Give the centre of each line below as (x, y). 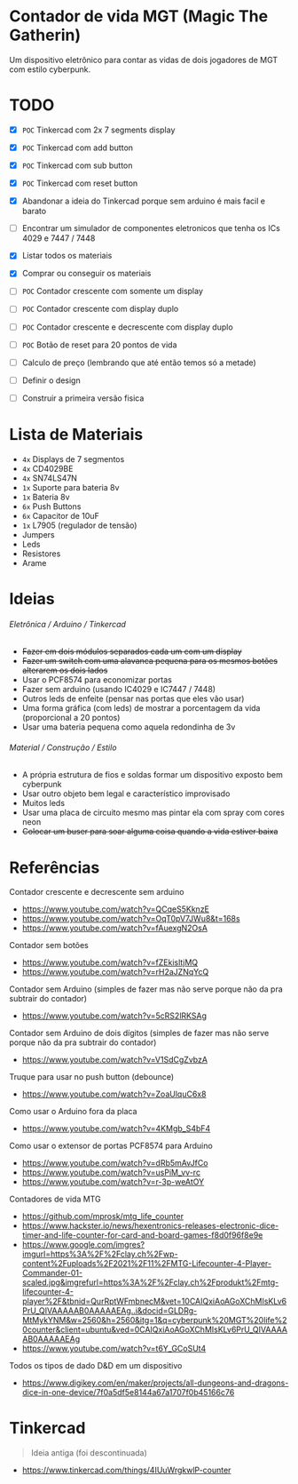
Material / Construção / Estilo (63, 747)
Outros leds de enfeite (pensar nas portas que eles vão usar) (133, 698)
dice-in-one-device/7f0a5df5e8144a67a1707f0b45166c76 (128, 1392)
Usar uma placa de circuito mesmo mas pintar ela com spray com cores (153, 813)
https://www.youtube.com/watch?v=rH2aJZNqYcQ (115, 972)
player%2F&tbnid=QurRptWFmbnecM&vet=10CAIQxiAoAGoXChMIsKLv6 (154, 1301)
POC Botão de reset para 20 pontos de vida (99, 345)
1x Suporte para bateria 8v (71, 487)
